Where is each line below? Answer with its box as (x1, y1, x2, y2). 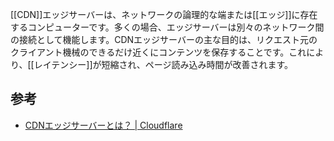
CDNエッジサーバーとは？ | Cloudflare (24, 119, 183, 131)
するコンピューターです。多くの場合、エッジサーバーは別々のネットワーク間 (10, 21, 325, 33)
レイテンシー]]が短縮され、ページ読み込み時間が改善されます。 (33, 59, 294, 70)
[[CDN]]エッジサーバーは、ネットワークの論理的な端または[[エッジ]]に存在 (10, 9, 318, 20)
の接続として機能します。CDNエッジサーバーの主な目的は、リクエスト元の (10, 34, 318, 45)
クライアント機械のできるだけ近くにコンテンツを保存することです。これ (10, 46, 307, 58)
